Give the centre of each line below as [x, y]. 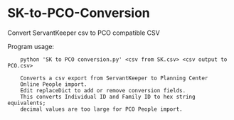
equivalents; [27, 103]
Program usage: [31, 46]
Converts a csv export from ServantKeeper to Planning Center [114, 78]
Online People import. [54, 84]
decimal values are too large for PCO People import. [101, 109]
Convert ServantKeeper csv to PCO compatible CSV [84, 33]
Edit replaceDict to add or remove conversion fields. [103, 90]
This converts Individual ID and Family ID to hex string [108, 97]
